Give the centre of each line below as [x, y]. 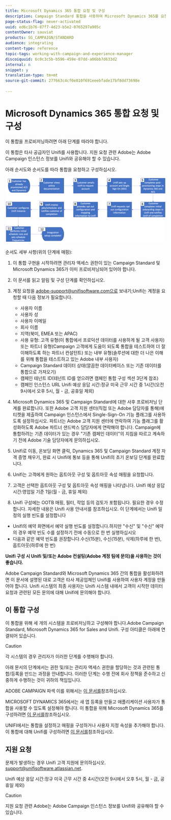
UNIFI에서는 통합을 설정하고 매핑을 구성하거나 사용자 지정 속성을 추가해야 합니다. [85, 725]
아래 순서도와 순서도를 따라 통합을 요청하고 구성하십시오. [61, 169]
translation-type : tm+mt [32, 75]
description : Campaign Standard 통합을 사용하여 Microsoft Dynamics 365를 [82, 16]
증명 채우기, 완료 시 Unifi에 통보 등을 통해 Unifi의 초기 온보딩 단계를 [85, 457]
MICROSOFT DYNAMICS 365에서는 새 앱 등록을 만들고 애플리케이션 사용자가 [83, 702]
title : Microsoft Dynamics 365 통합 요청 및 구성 [55, 11]
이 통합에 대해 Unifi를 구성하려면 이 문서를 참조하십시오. [60, 732]
